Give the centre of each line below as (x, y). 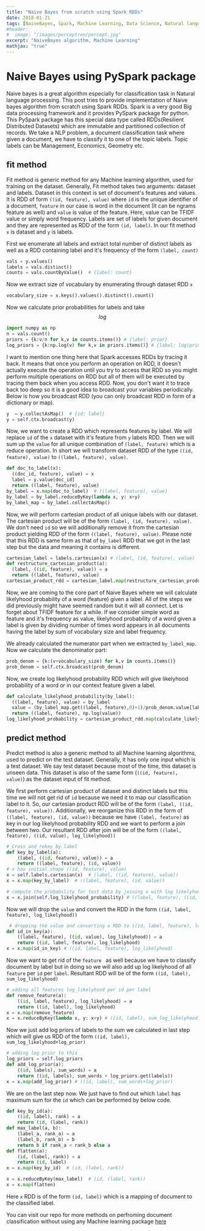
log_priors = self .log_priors (45, 1059)
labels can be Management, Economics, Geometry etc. (75, 145)
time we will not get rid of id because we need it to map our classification (99, 797)
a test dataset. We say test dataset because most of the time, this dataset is (102, 766)
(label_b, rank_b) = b (46, 1139)
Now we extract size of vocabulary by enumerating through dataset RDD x (100, 284)
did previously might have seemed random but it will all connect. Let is (95, 605)
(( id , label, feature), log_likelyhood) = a (75, 1001)
